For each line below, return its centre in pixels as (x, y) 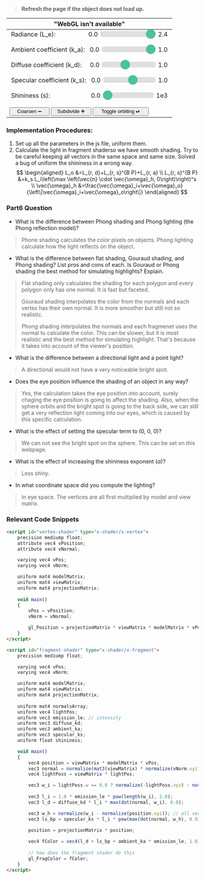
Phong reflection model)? (47, 228)
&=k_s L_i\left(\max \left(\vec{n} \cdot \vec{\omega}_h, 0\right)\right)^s (107, 179)
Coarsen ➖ (30, 111)
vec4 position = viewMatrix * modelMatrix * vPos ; (94, 763)
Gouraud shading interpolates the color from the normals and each (105, 301)
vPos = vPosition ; (52, 611)
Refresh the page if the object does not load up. (83, 9)
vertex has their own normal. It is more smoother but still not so (101, 308)
